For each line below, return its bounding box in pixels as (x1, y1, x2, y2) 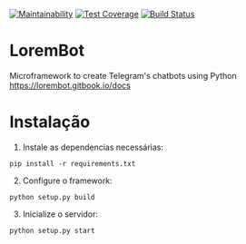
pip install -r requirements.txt (9, 159, 136, 168)
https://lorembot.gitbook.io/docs (9, 80, 132, 91)
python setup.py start (9, 226, 95, 235)
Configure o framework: (22, 175, 113, 186)
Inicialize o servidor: (22, 209, 98, 220)
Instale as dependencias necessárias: (22, 142, 164, 152)
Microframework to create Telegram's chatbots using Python (9, 70, 238, 81)
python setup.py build (9, 192, 95, 201)
